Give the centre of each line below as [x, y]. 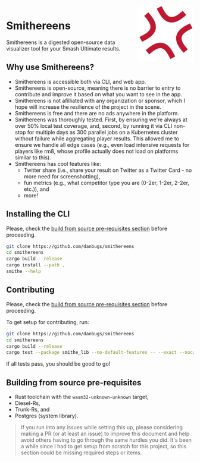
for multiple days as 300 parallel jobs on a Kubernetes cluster [102, 132]
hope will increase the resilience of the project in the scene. [88, 107]
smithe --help [24, 272]
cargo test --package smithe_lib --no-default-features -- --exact [92, 353]
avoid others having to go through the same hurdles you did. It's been [106, 440]
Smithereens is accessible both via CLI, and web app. [80, 81]
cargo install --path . [36, 265]
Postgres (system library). [46, 416]
